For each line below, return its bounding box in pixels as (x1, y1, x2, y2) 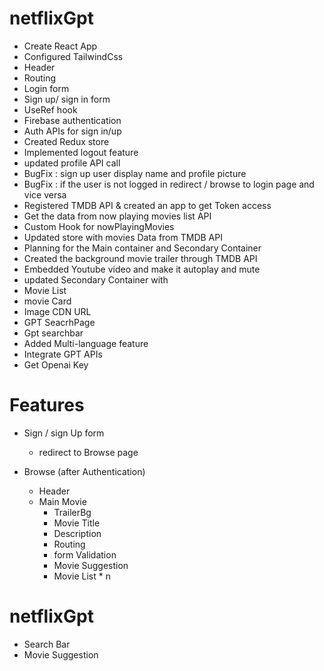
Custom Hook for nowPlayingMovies (23, 220, 175, 232)
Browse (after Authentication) (23, 465, 146, 477)
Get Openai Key (23, 358, 89, 371)
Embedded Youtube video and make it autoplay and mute (23, 263, 261, 275)
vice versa (23, 188, 67, 201)
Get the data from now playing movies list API (23, 210, 212, 222)
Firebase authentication (23, 114, 122, 126)
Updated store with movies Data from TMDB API (23, 231, 223, 243)
